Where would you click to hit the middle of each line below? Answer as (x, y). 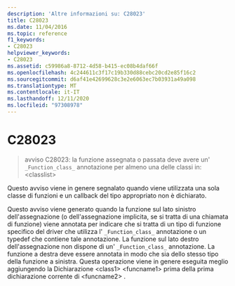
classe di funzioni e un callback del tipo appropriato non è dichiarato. (107, 195)
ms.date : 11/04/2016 (38, 27)
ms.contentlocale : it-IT (43, 92)
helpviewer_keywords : (39, 53)
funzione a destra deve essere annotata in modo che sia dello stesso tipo (113, 254)
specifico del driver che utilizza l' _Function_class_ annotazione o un (107, 231)
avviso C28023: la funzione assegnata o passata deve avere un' (117, 160)
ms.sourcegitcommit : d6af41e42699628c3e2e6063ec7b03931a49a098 (102, 79)
